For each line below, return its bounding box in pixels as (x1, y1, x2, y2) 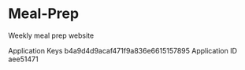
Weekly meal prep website (8, 31, 95, 40)
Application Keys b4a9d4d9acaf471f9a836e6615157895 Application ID (8, 46, 238, 55)
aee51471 (8, 54, 39, 64)
